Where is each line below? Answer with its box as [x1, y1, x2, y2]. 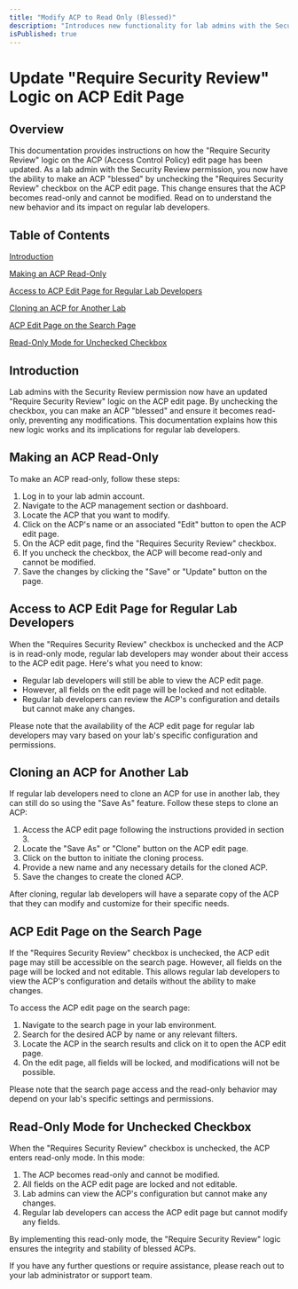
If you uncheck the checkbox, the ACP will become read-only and [21, 547, 263, 558]
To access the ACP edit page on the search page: [9, 1002, 191, 1013]
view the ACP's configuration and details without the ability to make [9, 976, 256, 986]
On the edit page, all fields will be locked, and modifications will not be [21, 1057, 280, 1068]
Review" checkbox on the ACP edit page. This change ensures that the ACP [9, 183, 286, 194]
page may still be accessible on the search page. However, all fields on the [9, 957, 282, 968]
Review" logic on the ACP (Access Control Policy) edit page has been [9, 154, 263, 165]
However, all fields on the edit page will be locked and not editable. [21, 684, 268, 695]
